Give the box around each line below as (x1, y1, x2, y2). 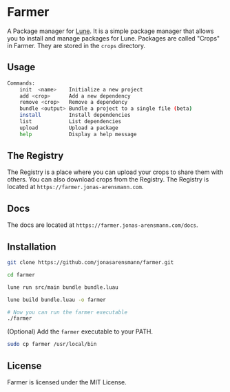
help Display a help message (19, 131, 137, 138)
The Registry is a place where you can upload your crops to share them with (7, 168, 224, 176)
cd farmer (7, 271, 36, 279)
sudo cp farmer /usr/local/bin (7, 341, 97, 348)
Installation (7, 241, 56, 252)
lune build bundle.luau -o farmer (7, 296, 107, 303)
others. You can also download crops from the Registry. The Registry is (7, 175, 209, 184)
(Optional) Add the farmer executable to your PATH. (7, 327, 154, 336)
